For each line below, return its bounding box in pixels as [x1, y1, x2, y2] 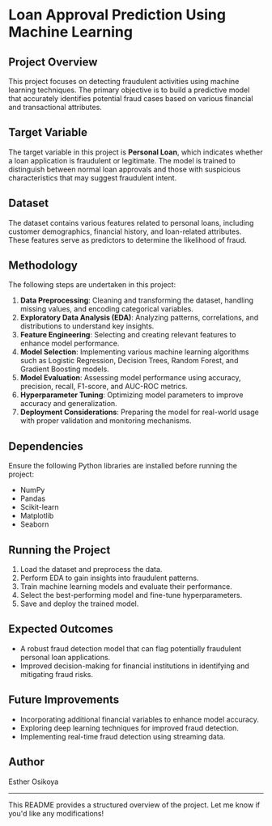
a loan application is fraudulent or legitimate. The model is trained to [8, 155, 236, 165]
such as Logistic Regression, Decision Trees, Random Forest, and [19, 356, 239, 366]
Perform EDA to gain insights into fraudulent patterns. [19, 573, 199, 583]
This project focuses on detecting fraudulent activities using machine [8, 77, 240, 86]
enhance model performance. [19, 338, 120, 349]
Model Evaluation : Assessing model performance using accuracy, [19, 373, 241, 383]
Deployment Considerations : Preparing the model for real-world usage [19, 407, 259, 417]
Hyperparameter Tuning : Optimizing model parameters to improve [19, 390, 244, 400]
